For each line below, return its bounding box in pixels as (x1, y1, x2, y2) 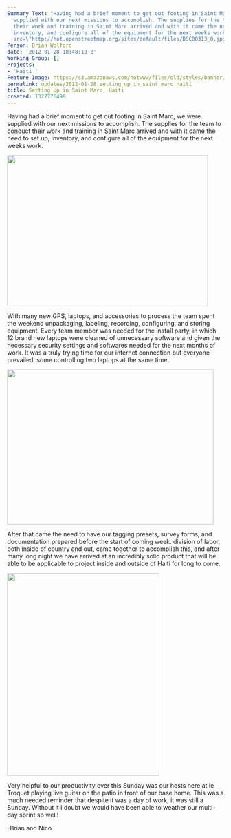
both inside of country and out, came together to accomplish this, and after (7, 545, 220, 553)
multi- (199, 804, 216, 811)
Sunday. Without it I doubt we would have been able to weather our (7, 804, 198, 811)
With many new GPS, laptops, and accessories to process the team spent (7, 312, 215, 320)
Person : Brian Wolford (7, 42, 72, 49)
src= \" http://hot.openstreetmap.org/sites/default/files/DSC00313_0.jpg (13, 36, 226, 43)
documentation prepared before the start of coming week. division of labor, (7, 538, 221, 545)
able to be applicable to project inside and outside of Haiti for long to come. (7, 559, 221, 567)
